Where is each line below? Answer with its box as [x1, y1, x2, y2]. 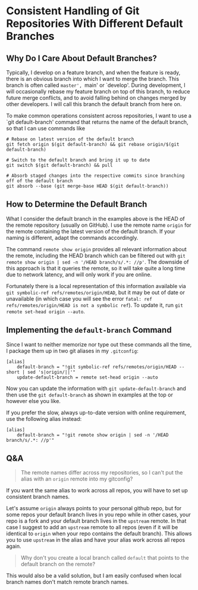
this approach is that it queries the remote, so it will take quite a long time [6, 264, 186, 271]
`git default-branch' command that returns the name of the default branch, [6, 118, 188, 126]
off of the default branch [6, 178, 73, 184]
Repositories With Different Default [6, 17, 183, 30]
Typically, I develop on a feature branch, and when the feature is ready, [6, 69, 181, 76]
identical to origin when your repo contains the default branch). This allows [6, 530, 192, 537]
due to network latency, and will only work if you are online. [6, 271, 152, 278]
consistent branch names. [6, 493, 70, 501]
